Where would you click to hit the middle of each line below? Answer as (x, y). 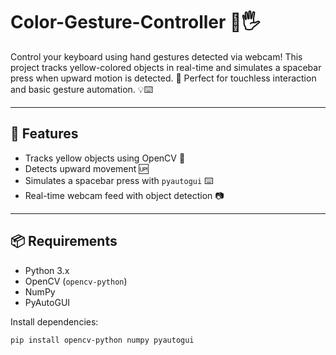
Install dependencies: (54, 321)
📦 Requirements (64, 241)
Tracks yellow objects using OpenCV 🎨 (105, 158)
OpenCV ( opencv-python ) (76, 281)
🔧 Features (44, 134)
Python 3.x (47, 270)
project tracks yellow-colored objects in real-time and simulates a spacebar (166, 67)
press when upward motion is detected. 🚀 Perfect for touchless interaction (163, 78)
